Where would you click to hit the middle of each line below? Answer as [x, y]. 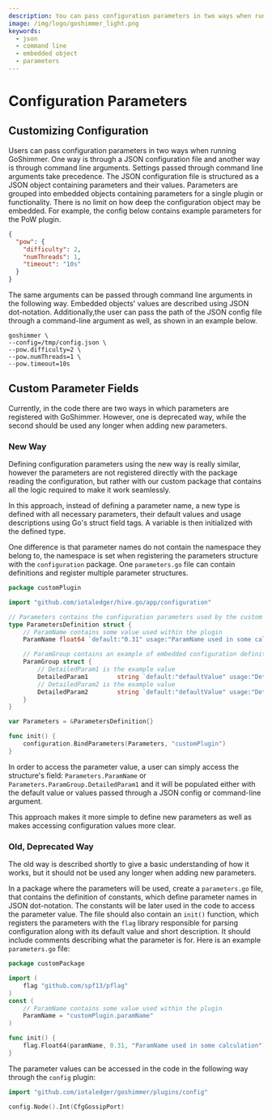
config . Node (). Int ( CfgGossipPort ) [67, 1107]
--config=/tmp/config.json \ [57, 343]
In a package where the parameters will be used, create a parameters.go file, [136, 889]
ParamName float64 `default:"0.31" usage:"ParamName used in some [137, 640]
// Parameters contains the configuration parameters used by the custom [136, 617]
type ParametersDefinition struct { [70, 625]
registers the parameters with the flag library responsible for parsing [123, 923]
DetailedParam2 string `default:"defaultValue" [132, 692]
